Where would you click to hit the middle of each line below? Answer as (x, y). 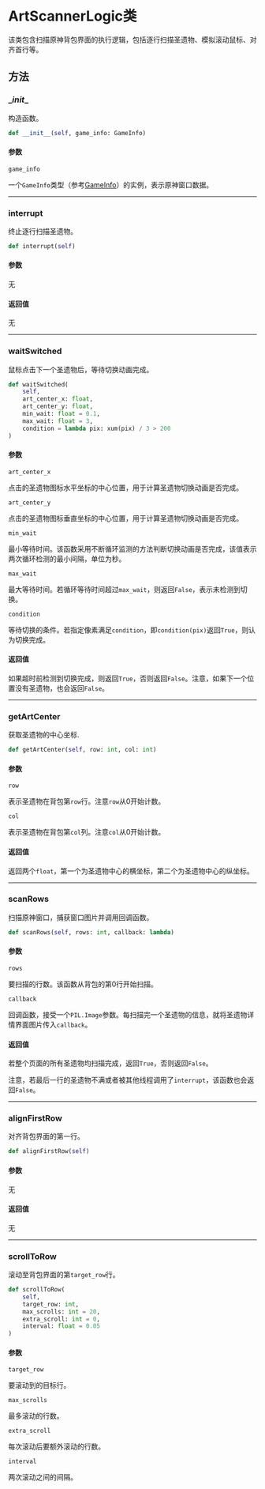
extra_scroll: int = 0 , (62, 1319)
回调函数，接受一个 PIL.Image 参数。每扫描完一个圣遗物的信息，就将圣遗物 (128, 1014)
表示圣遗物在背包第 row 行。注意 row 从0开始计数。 (87, 801)
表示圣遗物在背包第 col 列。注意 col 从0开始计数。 (87, 832)
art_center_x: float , (58, 399)
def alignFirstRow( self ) (49, 1152)
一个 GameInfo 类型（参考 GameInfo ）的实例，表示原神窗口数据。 (111, 185)
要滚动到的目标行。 (39, 1385)
